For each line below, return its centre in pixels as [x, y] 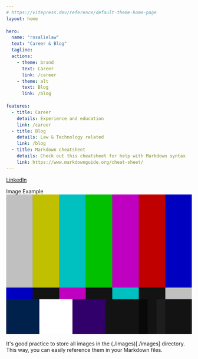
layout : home [22, 19]
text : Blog [35, 88]
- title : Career [31, 112]
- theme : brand [35, 62]
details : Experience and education [60, 118]
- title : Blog [29, 131]
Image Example [25, 191]
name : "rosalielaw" [35, 38]
